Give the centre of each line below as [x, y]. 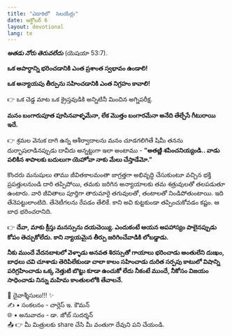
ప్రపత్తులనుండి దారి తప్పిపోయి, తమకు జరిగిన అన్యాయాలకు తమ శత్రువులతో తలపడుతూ [116, 184]
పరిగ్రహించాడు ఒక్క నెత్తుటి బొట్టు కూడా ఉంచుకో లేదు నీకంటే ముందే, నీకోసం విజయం [108, 271]
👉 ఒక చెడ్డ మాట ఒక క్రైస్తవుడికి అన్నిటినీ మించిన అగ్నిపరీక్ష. [80, 99]
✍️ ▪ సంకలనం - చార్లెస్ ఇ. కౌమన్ [49, 305]
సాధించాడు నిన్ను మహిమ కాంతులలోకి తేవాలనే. [65, 280]
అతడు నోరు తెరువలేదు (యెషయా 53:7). [58, 53]
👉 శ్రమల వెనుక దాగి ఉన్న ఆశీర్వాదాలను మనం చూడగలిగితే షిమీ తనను [95, 140]
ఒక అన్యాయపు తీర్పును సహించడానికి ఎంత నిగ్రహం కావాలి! [79, 84]
